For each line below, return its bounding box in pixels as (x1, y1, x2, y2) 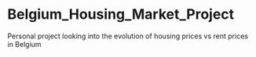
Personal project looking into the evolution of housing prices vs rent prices (7, 31, 249, 41)
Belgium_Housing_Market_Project (7, 5, 235, 23)
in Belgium (7, 39, 42, 48)
